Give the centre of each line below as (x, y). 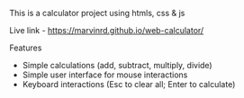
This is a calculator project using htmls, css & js (97, 13)
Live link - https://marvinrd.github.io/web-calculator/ (107, 30)
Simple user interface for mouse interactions (105, 75)
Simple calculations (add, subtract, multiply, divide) (117, 65)
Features (26, 48)
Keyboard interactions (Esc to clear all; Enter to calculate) (129, 84)
